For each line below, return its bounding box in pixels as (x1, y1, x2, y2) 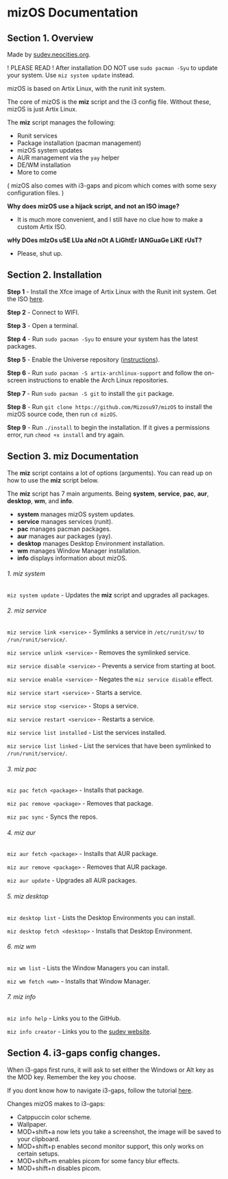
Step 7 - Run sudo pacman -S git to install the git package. (7, 389, 175, 397)
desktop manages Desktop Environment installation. (16, 539, 165, 547)
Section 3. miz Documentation (7, 450, 139, 462)
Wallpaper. (16, 1120, 48, 1128)
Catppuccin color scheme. (16, 1112, 92, 1121)
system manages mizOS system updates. (16, 510, 136, 518)
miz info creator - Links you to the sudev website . (7, 1028, 152, 1036)
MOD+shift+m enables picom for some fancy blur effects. (16, 1156, 180, 1165)
